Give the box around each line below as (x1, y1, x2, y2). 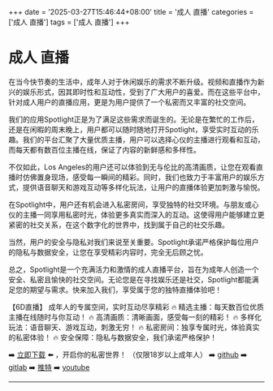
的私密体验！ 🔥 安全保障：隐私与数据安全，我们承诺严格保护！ (8, 332, 218, 342)
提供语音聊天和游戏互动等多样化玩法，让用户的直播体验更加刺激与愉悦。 (22, 182, 265, 192)
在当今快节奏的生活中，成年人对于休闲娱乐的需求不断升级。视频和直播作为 (8, 76, 258, 87)
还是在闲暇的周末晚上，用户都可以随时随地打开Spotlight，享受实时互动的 (8, 124, 252, 134)
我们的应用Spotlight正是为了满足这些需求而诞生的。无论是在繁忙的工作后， (8, 114, 259, 124)
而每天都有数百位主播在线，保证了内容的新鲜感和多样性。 (8, 144, 201, 154)
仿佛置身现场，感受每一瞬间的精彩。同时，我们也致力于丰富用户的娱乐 (22, 172, 258, 182)
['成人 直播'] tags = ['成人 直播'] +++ (8, 17, 130, 27)
